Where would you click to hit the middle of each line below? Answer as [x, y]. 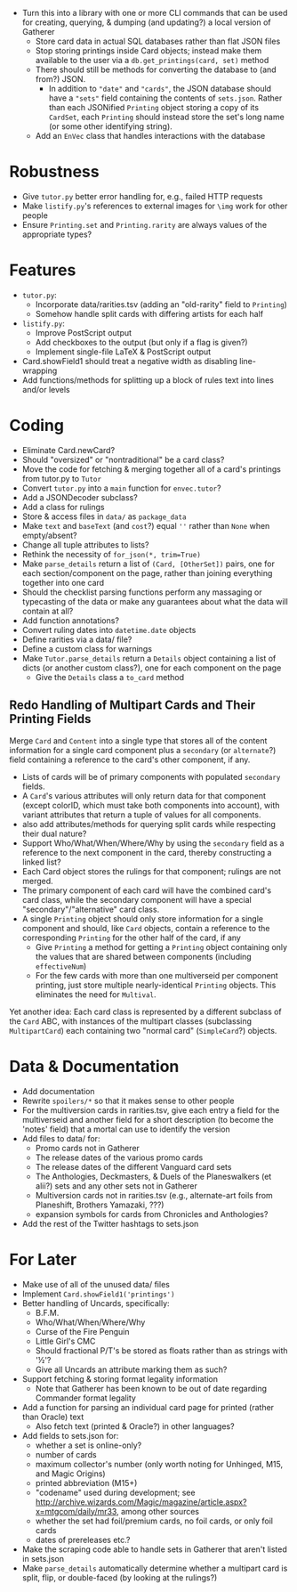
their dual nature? [54, 833]
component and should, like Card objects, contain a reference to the [146, 928]
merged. [37, 881]
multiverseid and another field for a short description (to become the [148, 1119]
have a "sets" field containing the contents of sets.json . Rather [165, 98]
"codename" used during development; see [115, 1492]
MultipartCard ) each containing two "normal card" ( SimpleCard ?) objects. [143, 1030]
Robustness [54, 172]
